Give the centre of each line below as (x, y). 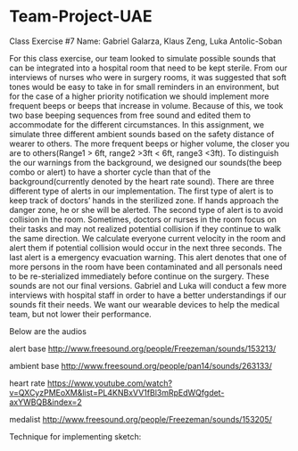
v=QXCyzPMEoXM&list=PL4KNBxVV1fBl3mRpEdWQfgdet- (117, 392)
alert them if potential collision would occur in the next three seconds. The (146, 248)
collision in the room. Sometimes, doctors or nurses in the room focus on (143, 219)
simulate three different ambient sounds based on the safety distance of (142, 134)
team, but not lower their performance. (80, 314)
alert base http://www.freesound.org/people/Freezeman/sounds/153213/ (143, 348)
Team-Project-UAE (81, 16)
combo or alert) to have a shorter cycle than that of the (110, 172)
